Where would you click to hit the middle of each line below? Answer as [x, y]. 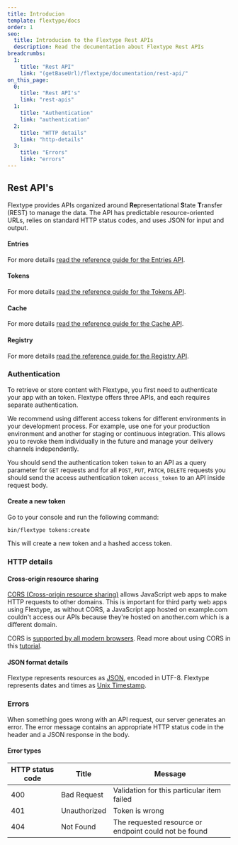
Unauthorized [84, 810]
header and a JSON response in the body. [68, 734]
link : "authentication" [55, 119]
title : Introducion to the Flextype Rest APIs [84, 40]
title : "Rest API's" [50, 93]
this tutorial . [25, 646]
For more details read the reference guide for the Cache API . [96, 324]
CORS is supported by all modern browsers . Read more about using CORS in [119, 638]
